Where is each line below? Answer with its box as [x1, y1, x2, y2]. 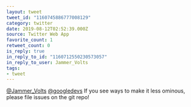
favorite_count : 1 [6, 37, 53, 43]
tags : [6, 65, 20, 71]
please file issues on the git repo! [6, 94, 89, 101]
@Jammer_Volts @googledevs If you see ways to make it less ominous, [6, 87, 186, 94]
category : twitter [6, 20, 53, 26]
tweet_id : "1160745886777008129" [6, 15, 91, 21]
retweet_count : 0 [6, 43, 50, 49]
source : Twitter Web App [6, 31, 69, 37]
